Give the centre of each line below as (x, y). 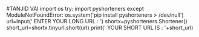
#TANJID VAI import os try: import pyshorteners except (75, 9)
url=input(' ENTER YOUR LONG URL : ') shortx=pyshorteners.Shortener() (97, 21)
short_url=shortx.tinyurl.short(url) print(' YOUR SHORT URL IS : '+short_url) (100, 27)
